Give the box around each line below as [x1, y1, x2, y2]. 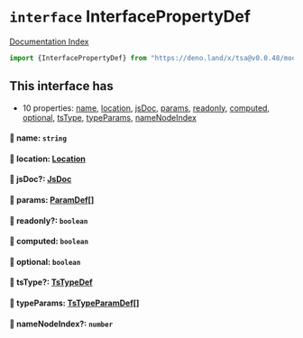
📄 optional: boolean [9, 256, 81, 267]
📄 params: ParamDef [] [9, 195, 95, 205]
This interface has [9, 78, 115, 94]
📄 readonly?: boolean [9, 215, 88, 226]
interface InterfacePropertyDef [9, 6, 251, 27]
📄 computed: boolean [9, 236, 88, 247]
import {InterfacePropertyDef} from [9, 53, 147, 62]
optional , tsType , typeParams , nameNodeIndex [22, 112, 197, 123]
